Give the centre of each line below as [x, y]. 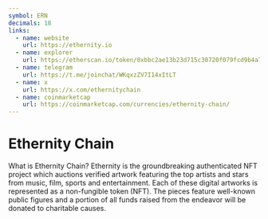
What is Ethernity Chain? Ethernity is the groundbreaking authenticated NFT [133, 166]
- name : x [32, 82]
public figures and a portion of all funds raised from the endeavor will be [127, 200]
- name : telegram [44, 68]
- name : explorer [44, 53]
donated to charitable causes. [57, 209]
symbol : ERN [28, 16]
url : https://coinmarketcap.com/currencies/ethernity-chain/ [126, 104]
